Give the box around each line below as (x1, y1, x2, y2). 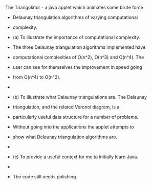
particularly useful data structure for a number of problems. (12, 114, 139, 120)
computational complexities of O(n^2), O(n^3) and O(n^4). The (12, 54, 144, 60)
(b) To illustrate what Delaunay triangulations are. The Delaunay (12, 94, 147, 100)
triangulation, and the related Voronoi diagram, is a (12, 104, 120, 110)
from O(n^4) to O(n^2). (12, 74, 60, 80)
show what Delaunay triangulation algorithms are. (12, 134, 118, 140)
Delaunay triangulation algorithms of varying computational (12, 14, 138, 20)
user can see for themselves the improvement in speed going (12, 64, 142, 70)
